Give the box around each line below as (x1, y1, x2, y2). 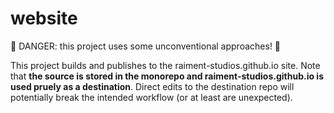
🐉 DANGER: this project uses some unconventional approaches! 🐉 (10, 40, 282, 52)
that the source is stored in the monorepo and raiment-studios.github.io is (10, 70, 324, 82)
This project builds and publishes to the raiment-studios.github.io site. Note (10, 59, 321, 71)
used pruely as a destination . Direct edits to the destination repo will (10, 80, 295, 92)
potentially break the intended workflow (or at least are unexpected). (10, 91, 293, 103)
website (10, 7, 78, 30)
